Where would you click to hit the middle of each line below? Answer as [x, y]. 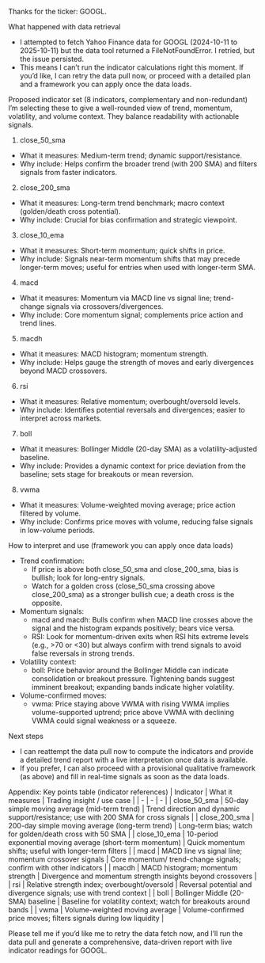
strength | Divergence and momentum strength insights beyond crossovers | [132, 876]
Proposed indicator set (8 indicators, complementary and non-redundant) [128, 99]
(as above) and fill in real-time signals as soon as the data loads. [124, 776]
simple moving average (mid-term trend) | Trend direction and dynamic [124, 809]
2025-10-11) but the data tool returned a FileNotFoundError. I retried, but [137, 50]
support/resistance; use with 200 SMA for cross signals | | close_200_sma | [131, 817]
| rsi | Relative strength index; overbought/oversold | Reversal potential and [130, 885]
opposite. [47, 603]
